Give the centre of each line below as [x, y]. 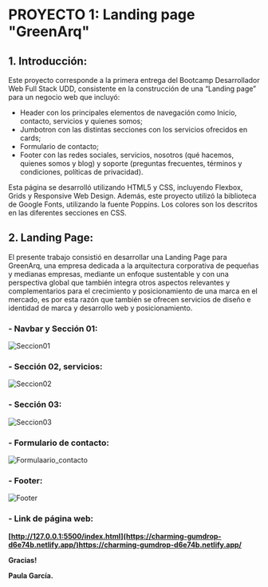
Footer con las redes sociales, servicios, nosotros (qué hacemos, [127, 155]
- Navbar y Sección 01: [53, 329]
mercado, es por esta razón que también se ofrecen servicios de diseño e [130, 299]
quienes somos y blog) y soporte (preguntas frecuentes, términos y [131, 163]
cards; [30, 138]
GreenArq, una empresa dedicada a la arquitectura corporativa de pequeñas [134, 266]
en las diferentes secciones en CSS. [67, 213]
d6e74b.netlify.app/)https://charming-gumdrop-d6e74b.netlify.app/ [125, 545]
